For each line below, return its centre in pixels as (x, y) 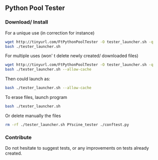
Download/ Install (27, 22)
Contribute (19, 137)
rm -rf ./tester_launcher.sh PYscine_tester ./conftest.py (67, 125)
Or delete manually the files (33, 116)
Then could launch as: (28, 79)
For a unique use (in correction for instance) (50, 33)
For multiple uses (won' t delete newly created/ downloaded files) (72, 56)
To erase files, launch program (36, 97)
